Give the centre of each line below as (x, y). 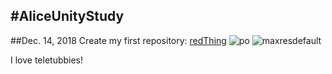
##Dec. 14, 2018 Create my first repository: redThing (118, 40)
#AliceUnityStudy (67, 16)
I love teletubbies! (47, 60)
